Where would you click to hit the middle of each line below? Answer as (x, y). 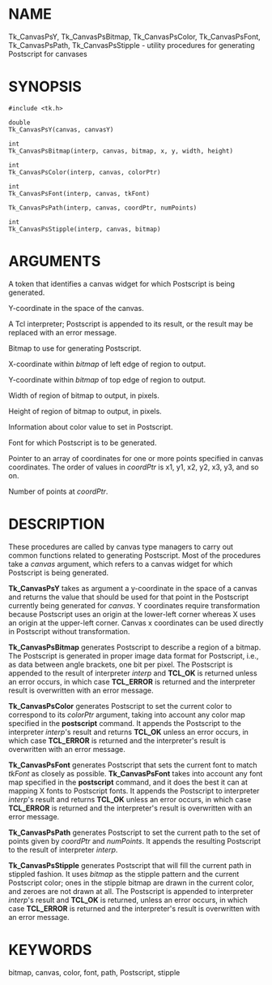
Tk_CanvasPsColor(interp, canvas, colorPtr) (85, 172)
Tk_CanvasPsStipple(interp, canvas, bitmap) (85, 229)
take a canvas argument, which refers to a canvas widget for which (121, 564)
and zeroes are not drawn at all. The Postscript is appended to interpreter (131, 891)
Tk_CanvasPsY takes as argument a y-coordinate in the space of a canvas (133, 588)
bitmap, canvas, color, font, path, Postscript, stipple (94, 972)
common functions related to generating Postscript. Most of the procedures (135, 555)
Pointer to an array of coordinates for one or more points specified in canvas (136, 458)
